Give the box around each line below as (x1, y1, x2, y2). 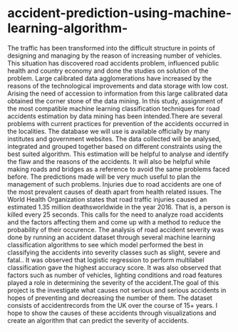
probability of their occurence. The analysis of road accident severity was (7, 225, 224, 234)
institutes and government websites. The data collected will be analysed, (7, 134, 222, 143)
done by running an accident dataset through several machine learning (7, 233, 216, 242)
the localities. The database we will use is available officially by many (7, 127, 210, 135)
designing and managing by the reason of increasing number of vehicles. (7, 51, 222, 60)
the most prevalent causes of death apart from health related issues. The (7, 187, 222, 196)
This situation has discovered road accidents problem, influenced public (7, 58, 219, 67)
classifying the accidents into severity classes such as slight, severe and (7, 248, 221, 256)
